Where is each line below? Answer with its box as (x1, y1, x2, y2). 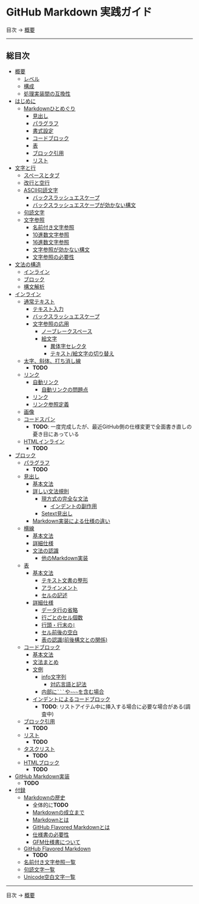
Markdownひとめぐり (23, 105, 76, 112)
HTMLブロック (23, 758, 60, 766)
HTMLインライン (23, 438, 65, 445)
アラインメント (41, 584, 78, 591)
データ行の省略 (41, 606, 78, 614)
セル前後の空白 (41, 628, 78, 636)
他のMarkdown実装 (41, 554, 88, 561)
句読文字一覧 (23, 865, 55, 873)
